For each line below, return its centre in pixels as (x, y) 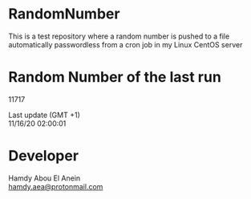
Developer (43, 156)
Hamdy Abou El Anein (45, 178)
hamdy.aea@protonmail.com (56, 186)
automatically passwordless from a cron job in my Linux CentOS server (125, 44)
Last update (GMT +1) (44, 115)
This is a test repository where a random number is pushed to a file (119, 36)
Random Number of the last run (115, 77)
